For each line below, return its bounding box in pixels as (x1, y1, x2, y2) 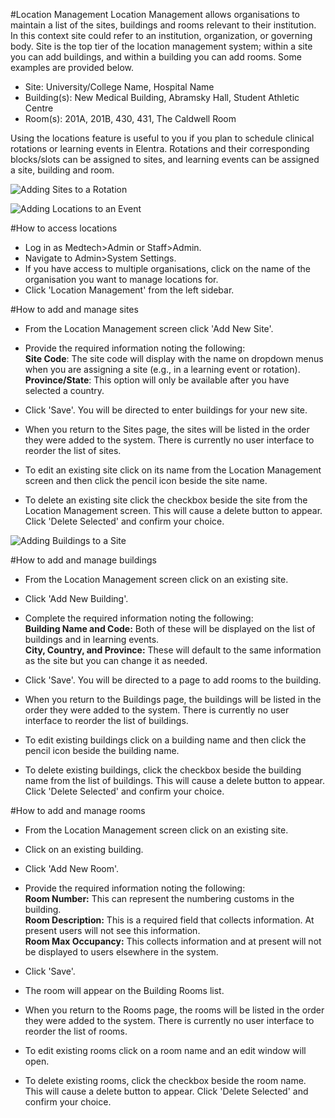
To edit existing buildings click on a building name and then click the (24, 734, 307, 746)
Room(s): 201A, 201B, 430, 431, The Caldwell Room (24, 113, 237, 124)
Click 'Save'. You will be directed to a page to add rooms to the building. (24, 674, 322, 686)
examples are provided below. (10, 62, 135, 73)
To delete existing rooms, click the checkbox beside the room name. (24, 1075, 307, 1086)
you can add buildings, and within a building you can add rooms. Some (10, 51, 302, 63)
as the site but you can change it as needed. (24, 655, 208, 666)
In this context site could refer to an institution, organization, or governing (10, 30, 313, 41)
